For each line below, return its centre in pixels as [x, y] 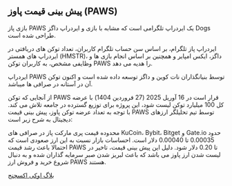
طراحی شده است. [32, 35]
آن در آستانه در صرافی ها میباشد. [50, 84]
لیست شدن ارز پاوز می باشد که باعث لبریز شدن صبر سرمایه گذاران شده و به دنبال [114, 154]
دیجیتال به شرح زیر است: [40, 119]
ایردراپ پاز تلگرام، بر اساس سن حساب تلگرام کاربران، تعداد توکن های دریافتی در [112, 48]
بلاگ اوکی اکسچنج [31, 175]
